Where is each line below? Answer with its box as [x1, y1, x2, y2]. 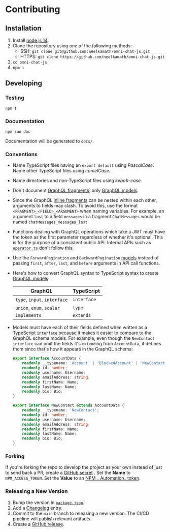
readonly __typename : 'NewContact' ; [22, 408, 99, 413]
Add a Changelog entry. [12, 505, 62, 511]
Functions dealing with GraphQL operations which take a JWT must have [12, 229, 165, 235]
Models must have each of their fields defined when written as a [12, 324, 147, 331]
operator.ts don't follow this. [12, 245, 74, 251]
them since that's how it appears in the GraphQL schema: [12, 346, 133, 352]
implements [15, 313, 42, 318]
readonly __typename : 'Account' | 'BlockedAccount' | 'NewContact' [22, 361, 167, 366]
